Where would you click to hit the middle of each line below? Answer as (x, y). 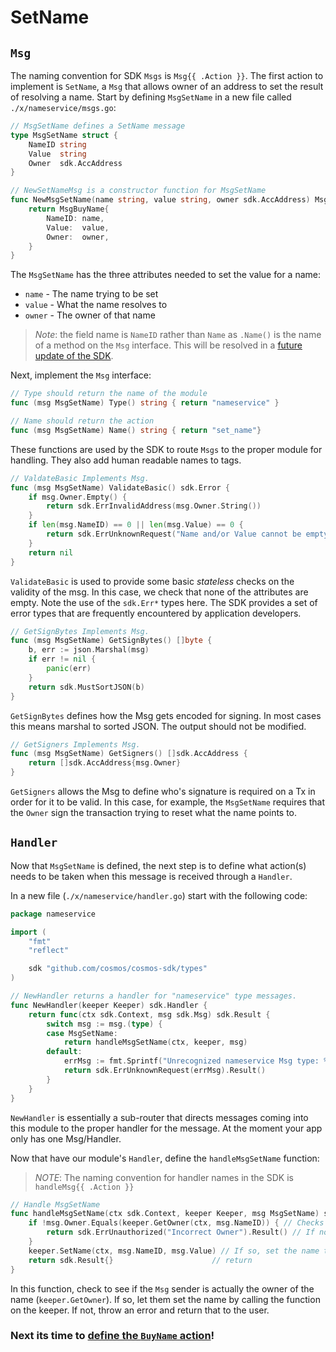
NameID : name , (75, 218)
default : (64, 1052)
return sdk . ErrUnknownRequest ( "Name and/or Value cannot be (174, 534)
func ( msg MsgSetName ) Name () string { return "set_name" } (136, 430)
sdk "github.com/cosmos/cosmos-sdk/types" (118, 969)
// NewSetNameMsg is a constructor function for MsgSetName (138, 191)
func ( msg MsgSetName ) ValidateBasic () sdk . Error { (120, 487)
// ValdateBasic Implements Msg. (80, 478)
